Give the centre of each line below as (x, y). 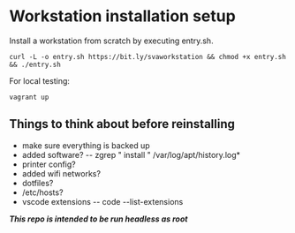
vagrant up (29, 97)
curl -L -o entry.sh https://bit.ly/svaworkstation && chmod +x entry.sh (148, 56)
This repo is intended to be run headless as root (98, 219)
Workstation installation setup (122, 16)
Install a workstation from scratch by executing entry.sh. (111, 41)
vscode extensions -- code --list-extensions (102, 201)
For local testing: (40, 80)
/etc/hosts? (42, 192)
